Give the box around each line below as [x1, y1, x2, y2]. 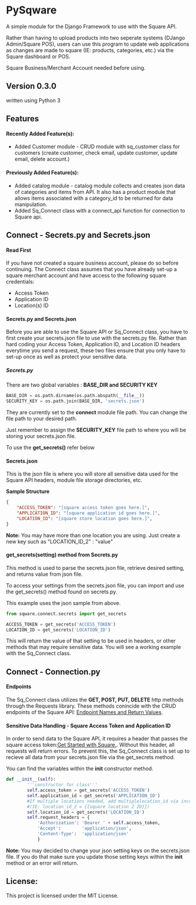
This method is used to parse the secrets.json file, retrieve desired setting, [6, 564, 185, 571]
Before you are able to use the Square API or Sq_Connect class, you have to [6, 329, 188, 336]
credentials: [6, 278, 34, 285]
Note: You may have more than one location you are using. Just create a [6, 531, 180, 539]
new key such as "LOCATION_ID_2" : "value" [6, 538, 113, 545]
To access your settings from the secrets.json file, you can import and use [6, 582, 185, 589]
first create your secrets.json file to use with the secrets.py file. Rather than [6, 334, 187, 341]
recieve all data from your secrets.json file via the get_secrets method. [6, 754, 175, 761]
